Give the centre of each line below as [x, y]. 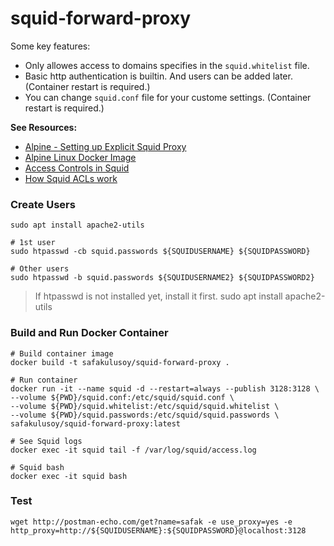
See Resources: [44, 127]
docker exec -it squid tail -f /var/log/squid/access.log [133, 450]
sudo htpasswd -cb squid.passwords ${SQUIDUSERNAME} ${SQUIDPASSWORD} [160, 252]
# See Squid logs [46, 441]
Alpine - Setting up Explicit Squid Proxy [105, 146]
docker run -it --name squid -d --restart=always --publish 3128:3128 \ [165, 388]
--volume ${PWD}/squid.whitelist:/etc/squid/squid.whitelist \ [145, 406]
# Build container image [62, 353]
